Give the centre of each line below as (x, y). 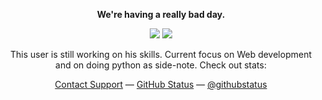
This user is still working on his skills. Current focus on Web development (161, 54)
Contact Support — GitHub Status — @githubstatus (161, 84)
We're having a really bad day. (161, 14)
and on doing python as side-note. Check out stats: (161, 65)
